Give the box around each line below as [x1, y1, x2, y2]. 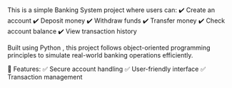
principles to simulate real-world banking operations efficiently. [7, 51, 193, 59]
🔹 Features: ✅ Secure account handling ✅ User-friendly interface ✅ [7, 65, 206, 73]
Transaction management [7, 73, 83, 81]
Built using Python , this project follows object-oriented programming [7, 43, 211, 52]
